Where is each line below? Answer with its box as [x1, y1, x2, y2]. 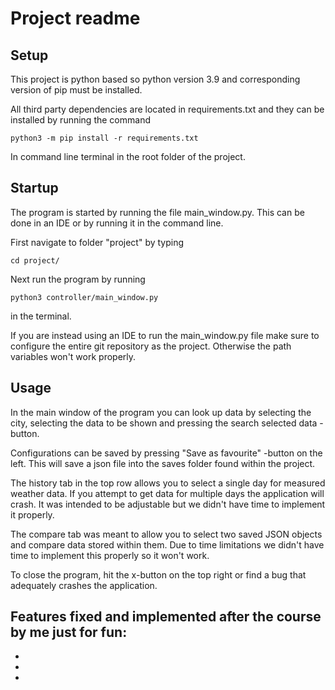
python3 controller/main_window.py [10, 292, 159, 302]
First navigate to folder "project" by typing [10, 236, 185, 248]
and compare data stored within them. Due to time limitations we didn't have [10, 538, 325, 551]
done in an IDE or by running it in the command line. [10, 217, 224, 229]
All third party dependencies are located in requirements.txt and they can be [10, 103, 325, 115]
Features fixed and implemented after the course [10, 608, 322, 626]
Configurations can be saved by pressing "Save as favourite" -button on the [10, 447, 323, 459]
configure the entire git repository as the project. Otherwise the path [10, 340, 292, 352]
